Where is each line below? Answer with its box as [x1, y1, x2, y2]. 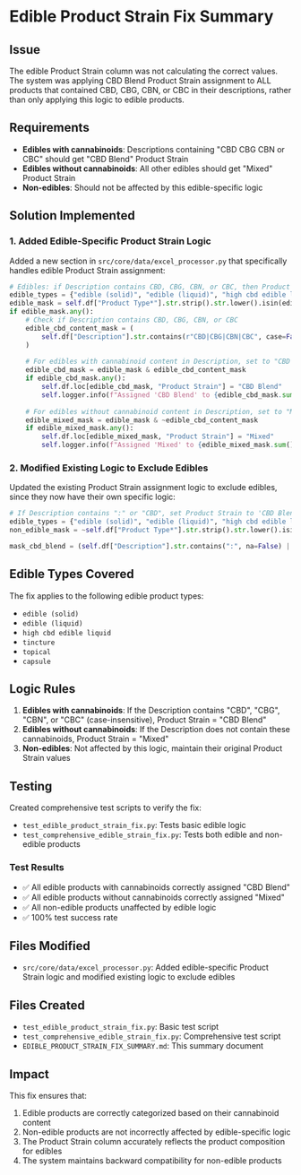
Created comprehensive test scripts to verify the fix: [9, 802, 202, 813]
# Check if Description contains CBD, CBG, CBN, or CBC [25, 315, 239, 324]
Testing [9, 778, 53, 794]
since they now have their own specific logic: [9, 491, 176, 503]
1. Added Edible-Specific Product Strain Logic [9, 235, 212, 247]
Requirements [9, 120, 90, 135]
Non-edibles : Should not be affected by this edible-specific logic [21, 182, 263, 193]
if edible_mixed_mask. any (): [25, 424, 134, 433]
